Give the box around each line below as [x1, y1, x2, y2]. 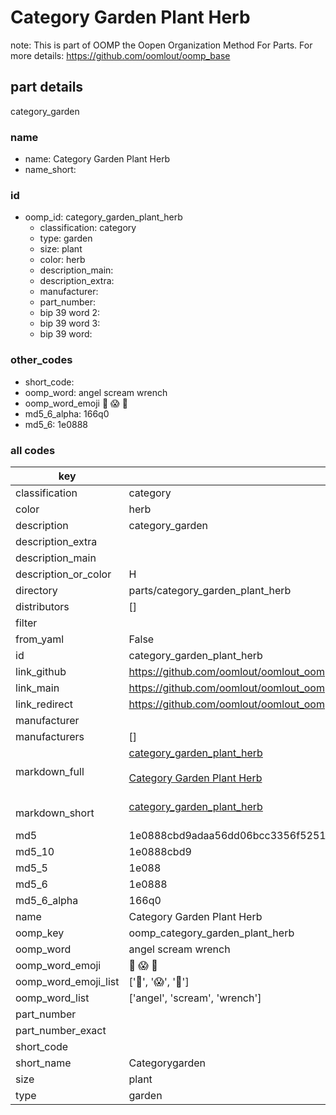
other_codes [10, 353, 73, 367]
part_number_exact [15, 1023, 107, 1037]
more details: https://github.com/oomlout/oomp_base [10, 49, 231, 61]
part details [10, 79, 84, 96]
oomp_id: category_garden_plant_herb [24, 211, 183, 223]
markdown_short [15, 806, 95, 820]
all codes [10, 443, 56, 457]
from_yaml [15, 632, 65, 646]
